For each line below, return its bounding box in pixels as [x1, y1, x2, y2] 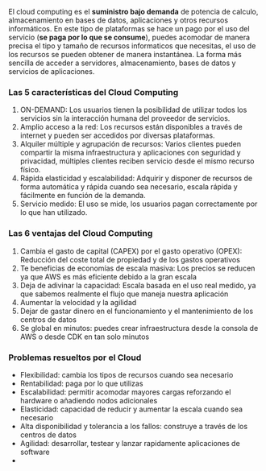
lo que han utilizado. [19, 208, 88, 217]
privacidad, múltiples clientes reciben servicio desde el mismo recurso [19, 156, 255, 166]
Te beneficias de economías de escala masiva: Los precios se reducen [19, 263, 256, 273]
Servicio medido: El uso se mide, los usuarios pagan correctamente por [19, 199, 258, 209]
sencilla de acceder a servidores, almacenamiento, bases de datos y [8, 58, 236, 68]
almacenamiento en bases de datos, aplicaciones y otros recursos [8, 15, 228, 25]
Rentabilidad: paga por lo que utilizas [19, 378, 143, 388]
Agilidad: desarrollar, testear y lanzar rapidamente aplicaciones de [19, 438, 240, 448]
